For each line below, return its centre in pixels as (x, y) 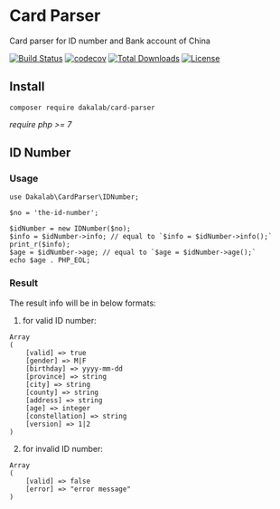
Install (27, 87)
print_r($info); (40, 245)
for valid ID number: (59, 320)
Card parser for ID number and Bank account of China (110, 41)
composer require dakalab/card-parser (82, 108)
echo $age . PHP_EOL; (50, 260)
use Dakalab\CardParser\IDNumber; (75, 197)
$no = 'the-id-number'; (54, 213)
